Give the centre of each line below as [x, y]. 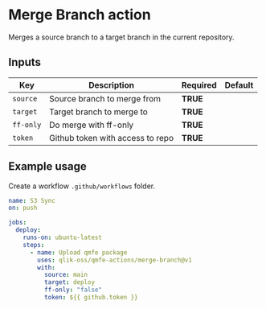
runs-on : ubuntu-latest [63, 238]
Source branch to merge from [105, 98]
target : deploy [69, 282]
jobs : [17, 223]
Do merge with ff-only [92, 125]
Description [111, 84]
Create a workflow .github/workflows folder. [82, 186]
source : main [66, 275]
